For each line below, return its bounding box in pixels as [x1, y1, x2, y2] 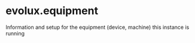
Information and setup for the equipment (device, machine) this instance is [5, 24, 190, 31]
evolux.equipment [5, 4, 99, 18]
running [5, 29, 25, 37]
